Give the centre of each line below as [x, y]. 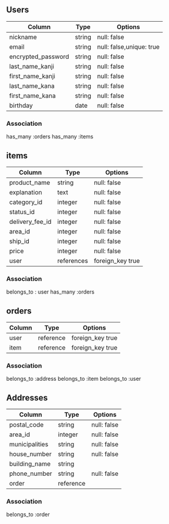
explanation [26, 192]
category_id [26, 202]
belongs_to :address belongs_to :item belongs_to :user [74, 379]
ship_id [20, 241]
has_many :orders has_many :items [50, 137]
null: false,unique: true [128, 46]
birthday [21, 105]
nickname [23, 37]
